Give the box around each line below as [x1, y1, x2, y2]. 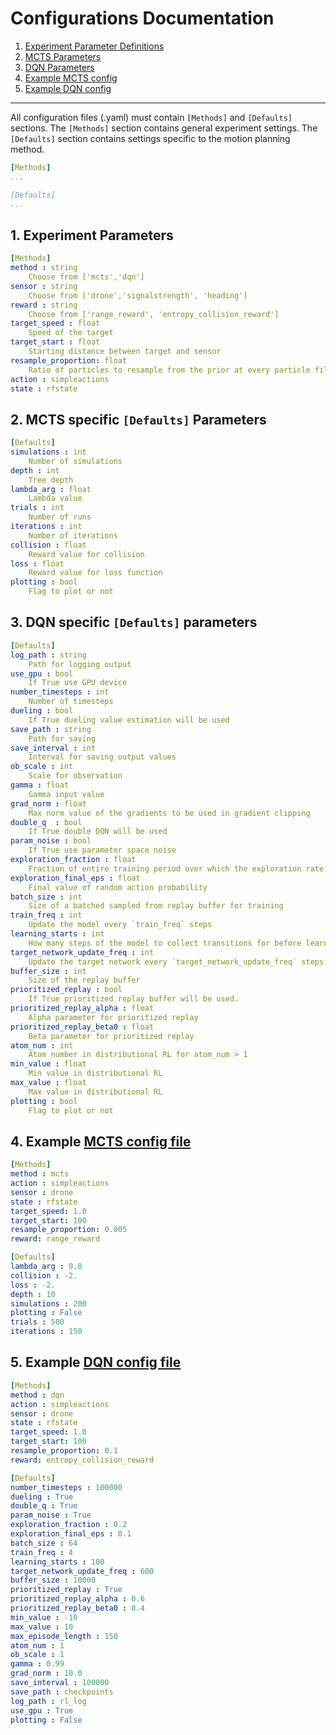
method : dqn [10, 1390, 65, 1400]
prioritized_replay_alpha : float [10, 1003, 155, 1013]
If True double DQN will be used [28, 827, 168, 837]
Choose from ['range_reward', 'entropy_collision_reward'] [28, 309, 280, 319]
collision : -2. [10, 1270, 78, 1281]
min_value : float [10, 1059, 87, 1069]
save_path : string [10, 724, 92, 734]
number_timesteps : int [10, 687, 110, 697]
